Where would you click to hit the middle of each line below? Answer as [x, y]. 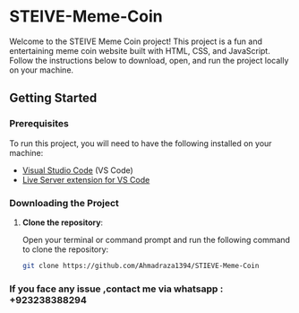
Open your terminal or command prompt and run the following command [156, 239]
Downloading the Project [64, 203]
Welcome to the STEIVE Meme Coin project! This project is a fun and [136, 41]
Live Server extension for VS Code [86, 179]
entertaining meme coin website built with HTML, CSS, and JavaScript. [140, 50]
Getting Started [53, 98]
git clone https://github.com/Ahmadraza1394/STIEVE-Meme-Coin [141, 265]
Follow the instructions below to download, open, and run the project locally [149, 60]
